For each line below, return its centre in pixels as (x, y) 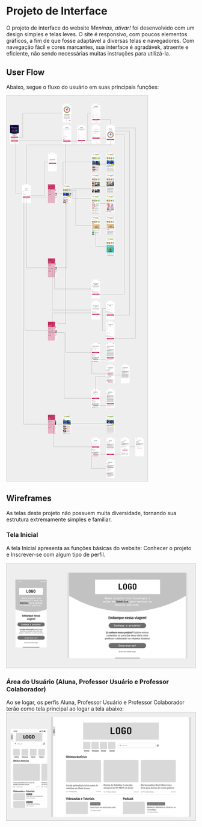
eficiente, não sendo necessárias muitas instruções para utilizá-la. (88, 53)
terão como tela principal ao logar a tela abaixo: (65, 709)
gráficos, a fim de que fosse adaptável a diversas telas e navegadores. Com (100, 40)
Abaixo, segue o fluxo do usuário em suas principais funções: (83, 87)
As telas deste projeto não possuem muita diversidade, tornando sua (91, 513)
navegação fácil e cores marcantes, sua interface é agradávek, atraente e (97, 47)
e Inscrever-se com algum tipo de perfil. (56, 554)
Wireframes (29, 499)
